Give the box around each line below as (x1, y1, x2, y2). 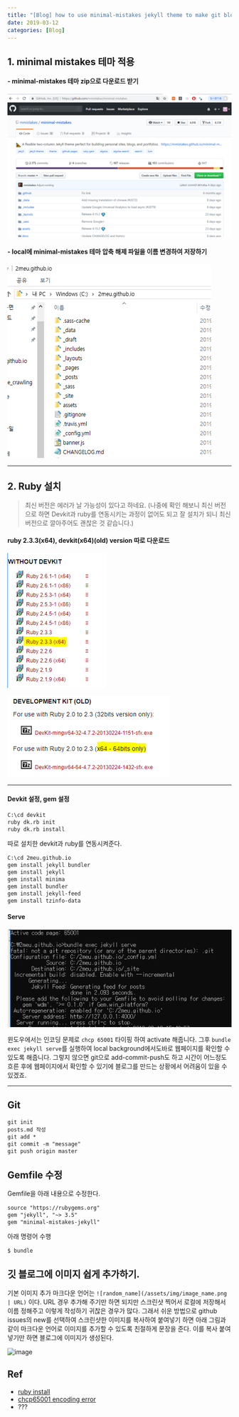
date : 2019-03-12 (7, 19, 59, 26)
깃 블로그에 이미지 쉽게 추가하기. (7, 1268, 140, 1281)
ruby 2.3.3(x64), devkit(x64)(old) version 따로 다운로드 (7, 536, 170, 545)
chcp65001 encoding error (17, 1395, 96, 1403)
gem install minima (7, 876, 65, 883)
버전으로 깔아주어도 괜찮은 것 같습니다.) (24, 519, 134, 527)
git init (7, 1118, 33, 1126)
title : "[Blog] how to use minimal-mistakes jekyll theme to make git (7, 11, 221, 19)
